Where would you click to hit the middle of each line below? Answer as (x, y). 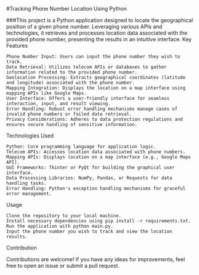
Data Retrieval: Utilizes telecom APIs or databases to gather (87, 67)
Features (17, 45)
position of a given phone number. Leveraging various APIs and (84, 27)
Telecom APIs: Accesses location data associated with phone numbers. (96, 152)
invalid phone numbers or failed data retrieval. (69, 114)
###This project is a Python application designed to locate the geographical (99, 20)
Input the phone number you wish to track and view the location (89, 231)
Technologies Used (30, 136)
